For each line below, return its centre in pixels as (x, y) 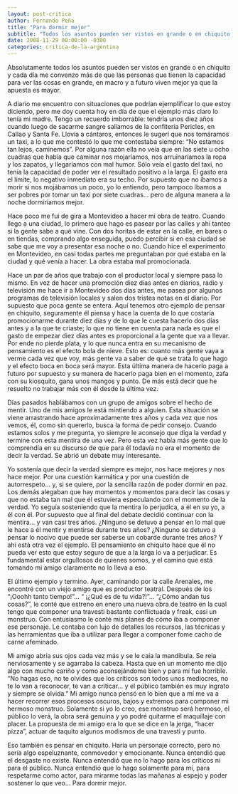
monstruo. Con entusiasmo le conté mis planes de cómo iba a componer (114, 619)
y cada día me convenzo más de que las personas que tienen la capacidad (117, 75)
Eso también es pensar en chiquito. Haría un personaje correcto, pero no (114, 745)
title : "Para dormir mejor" (49, 27)
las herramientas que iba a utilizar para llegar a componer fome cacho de (115, 634)
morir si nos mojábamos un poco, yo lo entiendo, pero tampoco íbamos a (114, 187)
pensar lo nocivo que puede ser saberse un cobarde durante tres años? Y (115, 537)
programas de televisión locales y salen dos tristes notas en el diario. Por (114, 298)
